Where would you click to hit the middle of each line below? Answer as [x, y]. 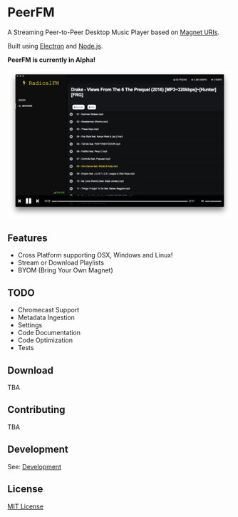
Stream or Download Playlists [61, 263]
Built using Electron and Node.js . [55, 46]
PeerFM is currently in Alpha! [52, 60]
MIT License [26, 506]
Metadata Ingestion [46, 317]
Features [27, 239]
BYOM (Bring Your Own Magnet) [66, 270]
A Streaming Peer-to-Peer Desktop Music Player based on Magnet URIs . [114, 32]
